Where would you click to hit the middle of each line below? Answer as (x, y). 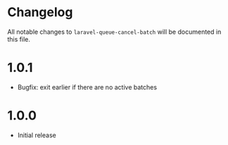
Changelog (40, 12)
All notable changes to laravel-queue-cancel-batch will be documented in (114, 32)
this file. (19, 39)
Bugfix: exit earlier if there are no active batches (87, 87)
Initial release (37, 135)
